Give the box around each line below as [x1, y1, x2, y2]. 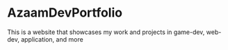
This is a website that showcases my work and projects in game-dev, [7, 28, 205, 36]
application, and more [20, 35, 83, 43]
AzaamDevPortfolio [7, 5, 123, 21]
